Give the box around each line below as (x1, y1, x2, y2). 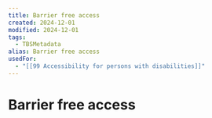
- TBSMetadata (15, 41, 61, 48)
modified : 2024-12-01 (8, 26, 79, 34)
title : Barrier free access (8, 11, 101, 20)
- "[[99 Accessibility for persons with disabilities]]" (15, 63, 206, 70)
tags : (8, 33, 26, 41)
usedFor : (8, 55, 37, 63)
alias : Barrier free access (8, 48, 101, 55)
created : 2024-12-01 (8, 19, 76, 27)
